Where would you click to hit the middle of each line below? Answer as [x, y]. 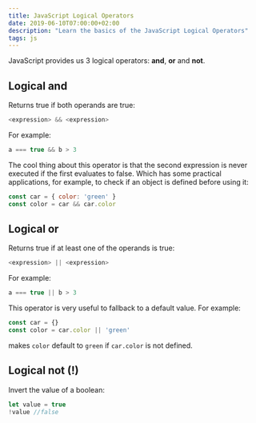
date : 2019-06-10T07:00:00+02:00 [64, 23]
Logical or [34, 229]
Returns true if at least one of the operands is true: [92, 248]
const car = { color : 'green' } [62, 197]
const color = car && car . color [62, 204]
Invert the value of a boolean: [57, 389]
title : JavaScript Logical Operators [71, 16]
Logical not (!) [44, 371]
